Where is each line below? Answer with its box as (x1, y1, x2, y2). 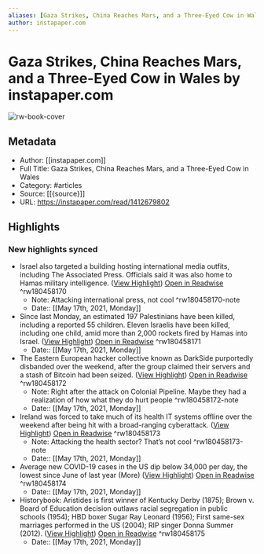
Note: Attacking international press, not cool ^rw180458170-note (31, 295, 240, 304)
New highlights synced (8, 244, 98, 255)
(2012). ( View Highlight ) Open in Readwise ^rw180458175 (19, 528, 206, 538)
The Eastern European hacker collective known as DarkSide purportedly (19, 353, 254, 362)
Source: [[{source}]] (19, 189, 86, 199)
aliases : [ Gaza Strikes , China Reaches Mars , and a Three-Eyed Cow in (8, 11, 244, 20)
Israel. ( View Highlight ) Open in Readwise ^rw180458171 (19, 336, 202, 346)
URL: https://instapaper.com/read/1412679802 (19, 197, 170, 207)
